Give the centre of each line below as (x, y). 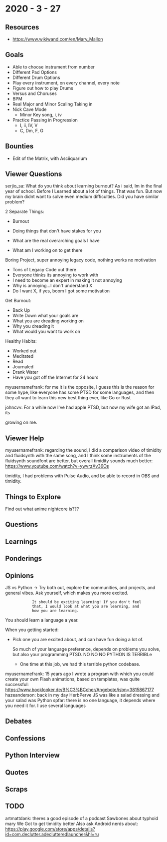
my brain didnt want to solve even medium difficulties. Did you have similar (82, 197)
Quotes (17, 772)
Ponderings (24, 558)
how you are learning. (55, 611)
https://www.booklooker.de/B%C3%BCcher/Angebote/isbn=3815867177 (80, 690)
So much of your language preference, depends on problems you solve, (86, 649)
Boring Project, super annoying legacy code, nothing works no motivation (81, 260)
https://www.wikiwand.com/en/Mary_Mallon (58, 39)
